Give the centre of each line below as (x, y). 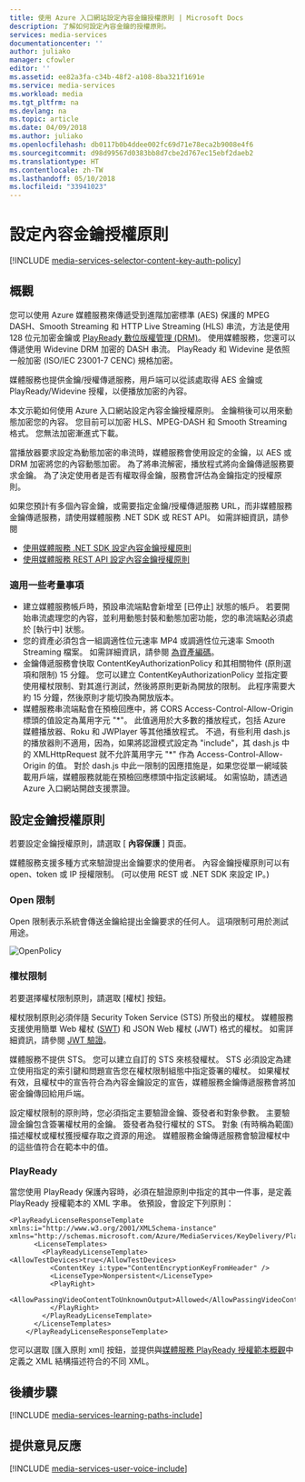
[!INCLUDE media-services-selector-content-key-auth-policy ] (125, 261)
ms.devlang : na (38, 111)
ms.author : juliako (46, 136)
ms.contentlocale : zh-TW (56, 170)
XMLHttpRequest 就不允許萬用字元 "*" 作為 (114, 755)
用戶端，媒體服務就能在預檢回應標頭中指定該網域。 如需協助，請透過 (159, 777)
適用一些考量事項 (47, 585)
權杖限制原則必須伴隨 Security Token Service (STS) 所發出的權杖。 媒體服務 (151, 1017)
